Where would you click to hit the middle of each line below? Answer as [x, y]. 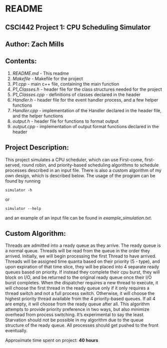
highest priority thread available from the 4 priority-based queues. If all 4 [80, 299]
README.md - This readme [40, 73]
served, [13, 165]
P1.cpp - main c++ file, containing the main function [66, 84]
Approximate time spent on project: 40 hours [52, 340]
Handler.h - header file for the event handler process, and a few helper [85, 100]
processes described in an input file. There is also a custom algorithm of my [83, 170]
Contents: [21, 61]
